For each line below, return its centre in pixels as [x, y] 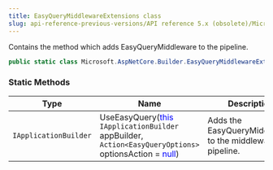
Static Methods [39, 82]
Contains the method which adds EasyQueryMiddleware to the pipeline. [128, 46]
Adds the [224, 120]
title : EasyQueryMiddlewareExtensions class [85, 16]
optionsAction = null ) [139, 154]
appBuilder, [121, 135]
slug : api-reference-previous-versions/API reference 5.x [108, 24]
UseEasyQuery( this [136, 117]
